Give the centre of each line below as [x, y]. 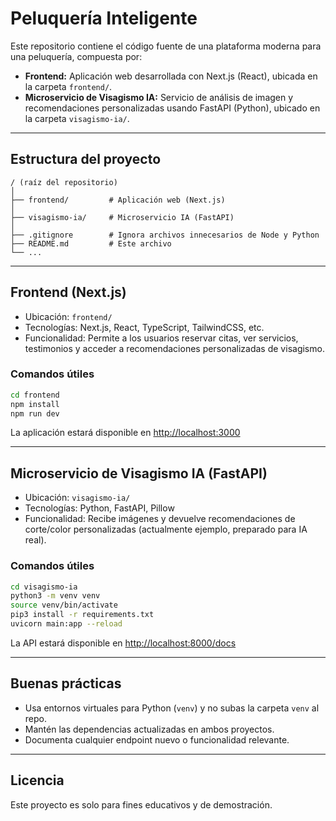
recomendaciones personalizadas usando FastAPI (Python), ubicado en [172, 108]
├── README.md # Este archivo [91, 243]
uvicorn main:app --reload [66, 624]
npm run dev [35, 413]
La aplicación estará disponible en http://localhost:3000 [125, 433]
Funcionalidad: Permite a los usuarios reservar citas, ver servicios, [161, 338]
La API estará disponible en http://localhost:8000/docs [123, 643]
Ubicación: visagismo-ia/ [77, 498]
